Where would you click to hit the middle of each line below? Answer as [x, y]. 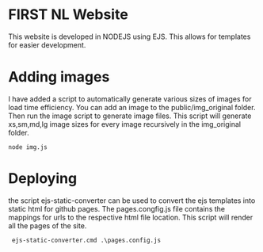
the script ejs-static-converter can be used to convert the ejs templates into [132, 200]
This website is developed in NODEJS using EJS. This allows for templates [130, 36]
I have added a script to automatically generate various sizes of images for [130, 99]
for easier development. [47, 44]
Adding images [59, 77]
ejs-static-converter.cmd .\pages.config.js [86, 240]
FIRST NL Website [68, 15]
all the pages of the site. [48, 225]
